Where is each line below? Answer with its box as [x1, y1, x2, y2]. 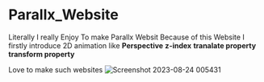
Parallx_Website [8, 6, 119, 24]
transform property [8, 49, 75, 59]
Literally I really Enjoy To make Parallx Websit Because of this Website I [8, 32, 245, 42]
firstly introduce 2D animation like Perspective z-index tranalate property [8, 40, 257, 50]
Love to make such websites [8, 64, 103, 74]
